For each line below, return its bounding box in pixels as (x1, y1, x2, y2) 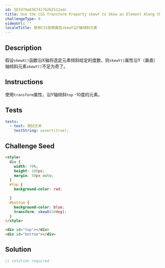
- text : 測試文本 (9, 124, 42, 129)
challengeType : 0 (5, 16, 41, 21)
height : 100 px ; (14, 168, 45, 173)
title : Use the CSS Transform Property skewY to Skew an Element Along (5, 12, 155, 17)
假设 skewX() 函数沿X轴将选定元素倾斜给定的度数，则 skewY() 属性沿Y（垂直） (5, 57, 158, 63)
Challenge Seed (5, 142, 55, 150)
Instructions (5, 78, 43, 86)
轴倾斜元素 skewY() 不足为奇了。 (5, 63, 68, 69)
